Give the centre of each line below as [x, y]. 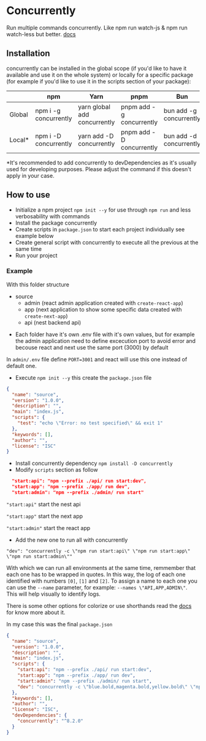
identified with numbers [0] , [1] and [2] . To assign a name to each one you [102, 581]
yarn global [94, 107]
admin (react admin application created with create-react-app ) [104, 303]
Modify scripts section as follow [56, 470]
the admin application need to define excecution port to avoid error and [105, 340]
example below [34, 236]
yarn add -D [96, 136]
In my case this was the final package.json [59, 624]
